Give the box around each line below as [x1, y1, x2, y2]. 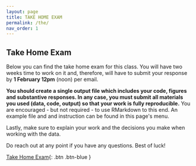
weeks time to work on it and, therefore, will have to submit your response [6, 70, 188, 77]
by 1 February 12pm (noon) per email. [6, 76, 99, 83]
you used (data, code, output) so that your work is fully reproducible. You [6, 100, 191, 107]
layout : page [6, 8, 39, 15]
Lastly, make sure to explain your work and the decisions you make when [6, 124, 185, 131]
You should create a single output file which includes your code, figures [6, 87, 187, 95]
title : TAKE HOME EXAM [6, 14, 62, 20]
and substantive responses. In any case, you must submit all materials [6, 93, 184, 101]
